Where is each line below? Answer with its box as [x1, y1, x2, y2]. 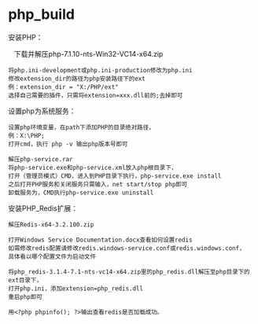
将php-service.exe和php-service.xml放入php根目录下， [8, 164, 178, 171]
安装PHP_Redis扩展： [8, 203, 79, 213]
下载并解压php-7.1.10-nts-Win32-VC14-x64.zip [13, 49, 164, 58]
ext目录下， [8, 276, 43, 284]
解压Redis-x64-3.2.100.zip [8, 220, 94, 229]
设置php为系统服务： [8, 106, 76, 116]
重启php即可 [8, 293, 43, 300]
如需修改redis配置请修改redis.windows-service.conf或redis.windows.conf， [8, 244, 245, 252]
